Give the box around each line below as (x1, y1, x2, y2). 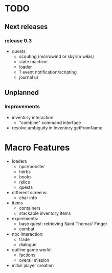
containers (19, 205, 41, 211)
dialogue (19, 241, 37, 248)
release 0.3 (4, 37, 32, 44)
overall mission (19, 257, 49, 263)
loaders (11, 158, 27, 164)
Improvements (4, 103, 40, 110)
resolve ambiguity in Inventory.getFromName (11, 124, 103, 130)
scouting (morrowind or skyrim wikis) (19, 53, 94, 59)
